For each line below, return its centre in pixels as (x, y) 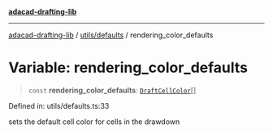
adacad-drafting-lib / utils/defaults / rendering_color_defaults (111, 35)
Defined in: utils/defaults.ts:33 (59, 105)
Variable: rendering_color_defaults (128, 68)
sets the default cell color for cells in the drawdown (94, 122)
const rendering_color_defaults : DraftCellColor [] (112, 90)
